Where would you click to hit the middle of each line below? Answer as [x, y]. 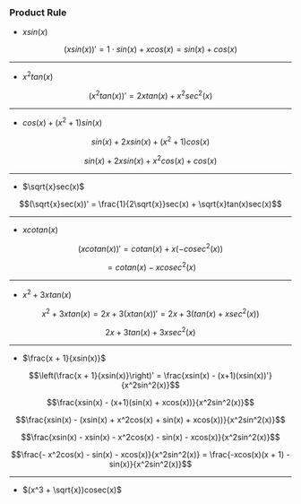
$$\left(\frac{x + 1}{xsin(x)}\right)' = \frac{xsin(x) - [122, 375]
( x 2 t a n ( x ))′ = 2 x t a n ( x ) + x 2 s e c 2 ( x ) [150, 94]
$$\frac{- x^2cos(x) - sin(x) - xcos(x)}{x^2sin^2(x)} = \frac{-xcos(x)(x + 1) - [150, 454]
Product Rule [38, 13]
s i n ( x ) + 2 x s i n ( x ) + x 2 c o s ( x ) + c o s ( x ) [150, 160]
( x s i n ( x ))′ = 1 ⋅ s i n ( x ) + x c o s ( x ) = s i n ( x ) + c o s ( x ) [150, 49]
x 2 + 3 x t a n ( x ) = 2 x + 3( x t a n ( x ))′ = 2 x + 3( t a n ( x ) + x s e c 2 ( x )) [150, 313]
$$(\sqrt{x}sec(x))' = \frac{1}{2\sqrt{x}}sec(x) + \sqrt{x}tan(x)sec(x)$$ [150, 204]
